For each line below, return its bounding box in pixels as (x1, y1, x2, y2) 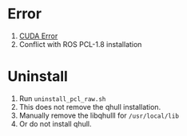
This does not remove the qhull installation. (18, 102, 161, 111)
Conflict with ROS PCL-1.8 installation (18, 39, 142, 49)
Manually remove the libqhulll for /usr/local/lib (18, 111, 179, 120)
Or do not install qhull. (18, 119, 93, 128)
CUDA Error (18, 31, 58, 41)
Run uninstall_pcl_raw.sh (18, 93, 106, 103)
